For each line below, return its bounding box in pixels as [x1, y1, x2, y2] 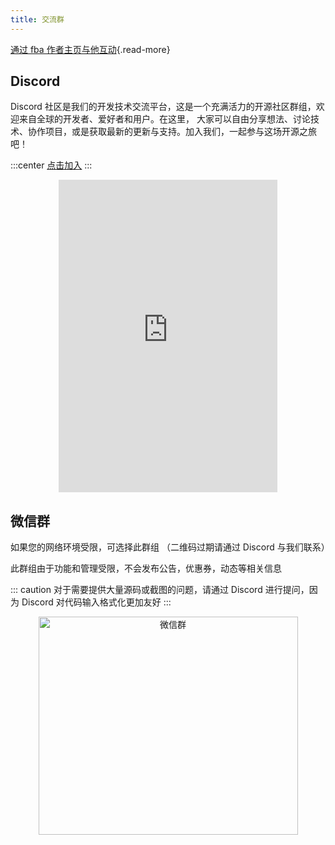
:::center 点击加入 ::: [10, 159, 93, 171]
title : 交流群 [10, 14, 65, 25]
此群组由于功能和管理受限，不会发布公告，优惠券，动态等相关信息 [10, 562, 282, 575]
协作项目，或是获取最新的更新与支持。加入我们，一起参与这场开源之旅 [27, 126, 317, 138]
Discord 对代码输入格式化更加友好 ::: [21, 596, 172, 608]
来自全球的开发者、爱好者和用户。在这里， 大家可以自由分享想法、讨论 [18, 113, 311, 125]
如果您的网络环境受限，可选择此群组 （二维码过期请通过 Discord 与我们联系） [10, 541, 330, 553]
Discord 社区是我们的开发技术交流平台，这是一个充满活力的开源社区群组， [10, 101, 317, 113]
